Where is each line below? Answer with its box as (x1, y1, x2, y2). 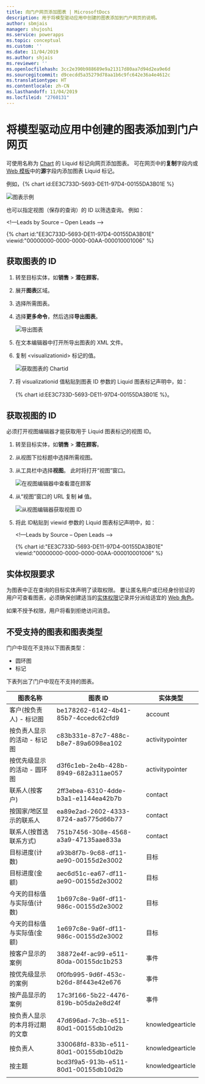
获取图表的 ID (6, 256, 57, 267)
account (146, 710, 170, 718)
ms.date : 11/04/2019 (6, 49, 59, 55)
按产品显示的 (9, 990, 47, 999)
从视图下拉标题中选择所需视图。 (15, 454, 96, 461)
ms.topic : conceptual (6, 37, 62, 44)
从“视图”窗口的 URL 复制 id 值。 (15, 493, 95, 500)
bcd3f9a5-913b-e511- (57, 1058, 129, 1066)
